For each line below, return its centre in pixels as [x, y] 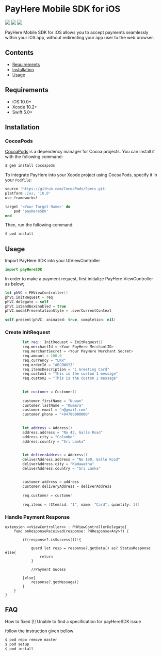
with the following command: [34, 157]
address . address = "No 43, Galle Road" [63, 432]
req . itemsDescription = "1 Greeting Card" [66, 369]
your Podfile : [18, 180]
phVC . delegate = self [27, 302]
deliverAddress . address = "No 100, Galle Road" [71, 460]
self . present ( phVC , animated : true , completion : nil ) [61, 320]
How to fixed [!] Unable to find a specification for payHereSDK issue [73, 621]
